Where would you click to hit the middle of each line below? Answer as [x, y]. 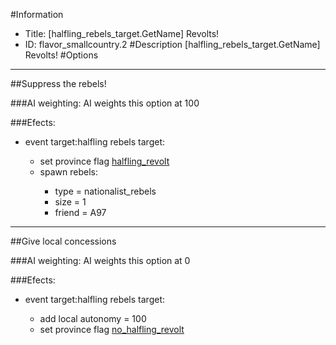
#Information [37, 14]
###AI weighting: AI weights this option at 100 [105, 103]
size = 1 [70, 202]
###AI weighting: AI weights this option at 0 [100, 260]
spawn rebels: [68, 172]
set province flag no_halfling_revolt [112, 329]
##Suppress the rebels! [58, 83]
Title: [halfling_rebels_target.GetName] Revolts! [122, 33]
